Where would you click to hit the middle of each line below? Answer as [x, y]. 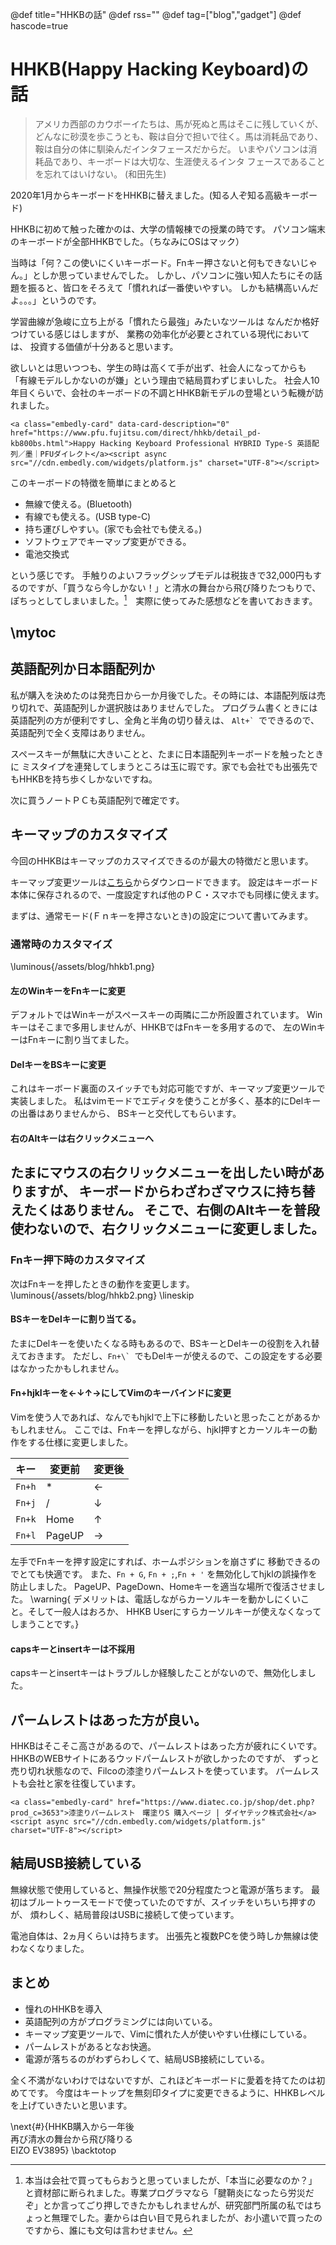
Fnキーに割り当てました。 [81, 1040]
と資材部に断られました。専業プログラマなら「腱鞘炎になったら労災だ [169, 2192]
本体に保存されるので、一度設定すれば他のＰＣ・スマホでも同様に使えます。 [167, 894]
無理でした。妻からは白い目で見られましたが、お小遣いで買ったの [187, 2217]
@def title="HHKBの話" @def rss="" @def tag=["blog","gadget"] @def [156, 14]
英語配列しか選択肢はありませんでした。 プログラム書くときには [185, 707]
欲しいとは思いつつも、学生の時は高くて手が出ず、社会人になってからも [158, 367]
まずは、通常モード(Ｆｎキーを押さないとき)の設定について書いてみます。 [161, 915]
